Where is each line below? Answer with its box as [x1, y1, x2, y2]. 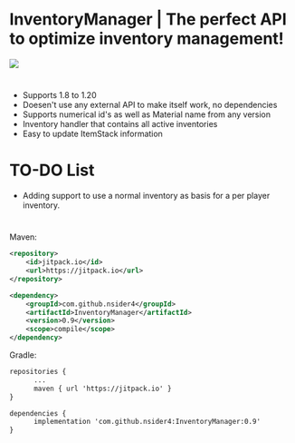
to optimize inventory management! [9, 28, 285, 49]
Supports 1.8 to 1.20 [22, 90, 97, 101]
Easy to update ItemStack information [22, 128, 163, 140]
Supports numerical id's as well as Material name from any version [22, 109, 271, 120]
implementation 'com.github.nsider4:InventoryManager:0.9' [33, 418, 261, 427]
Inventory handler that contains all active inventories [22, 119, 218, 130]
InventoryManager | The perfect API [9, 9, 287, 30]
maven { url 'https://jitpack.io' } [33, 384, 172, 393]
